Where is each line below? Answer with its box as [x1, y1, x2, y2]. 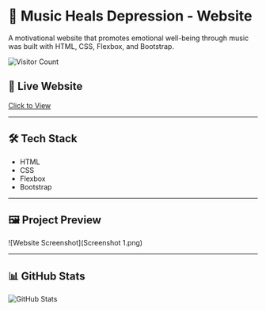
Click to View [8, 100, 51, 110]
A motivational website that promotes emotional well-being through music [8, 33, 249, 43]
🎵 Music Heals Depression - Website [8, 7, 253, 25]
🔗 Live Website [8, 80, 83, 93]
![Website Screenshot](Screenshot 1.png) [8, 238, 143, 248]
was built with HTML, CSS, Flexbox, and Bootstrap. [8, 41, 174, 51]
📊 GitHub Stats [8, 269, 85, 283]
